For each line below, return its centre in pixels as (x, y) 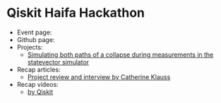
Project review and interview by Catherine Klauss (99, 77)
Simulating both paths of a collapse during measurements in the (120, 55)
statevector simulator (58, 62)
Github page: (36, 39)
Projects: (30, 47)
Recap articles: (38, 69)
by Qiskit (40, 92)
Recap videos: (38, 84)
